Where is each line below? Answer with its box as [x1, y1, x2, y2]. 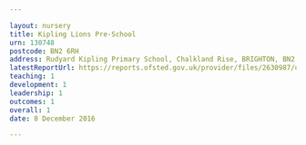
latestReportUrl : [9, 63, 76, 72]
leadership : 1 [9, 88, 64, 98]
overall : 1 [9, 105, 51, 114]
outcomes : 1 [9, 97, 55, 106]
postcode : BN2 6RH [9, 46, 79, 55]
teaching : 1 [9, 72, 55, 82]
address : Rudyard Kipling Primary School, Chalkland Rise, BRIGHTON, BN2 [9, 55, 296, 64]
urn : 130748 [9, 38, 55, 47]
